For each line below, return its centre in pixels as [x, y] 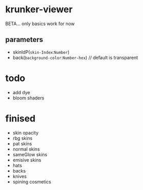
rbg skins [22, 138]
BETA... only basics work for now [40, 24]
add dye [21, 92]
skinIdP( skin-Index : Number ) [41, 52]
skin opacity [26, 133]
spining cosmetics [32, 182]
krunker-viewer [39, 9]
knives [20, 176]
